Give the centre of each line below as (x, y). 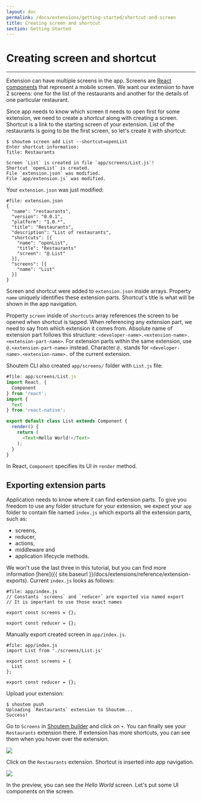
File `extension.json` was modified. (54, 173)
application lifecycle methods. (52, 556)
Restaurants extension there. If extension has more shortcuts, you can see (98, 733)
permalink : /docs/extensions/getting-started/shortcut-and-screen (91, 17)
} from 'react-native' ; (36, 410)
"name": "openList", (43, 243)
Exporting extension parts (56, 485)
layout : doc (21, 12)
